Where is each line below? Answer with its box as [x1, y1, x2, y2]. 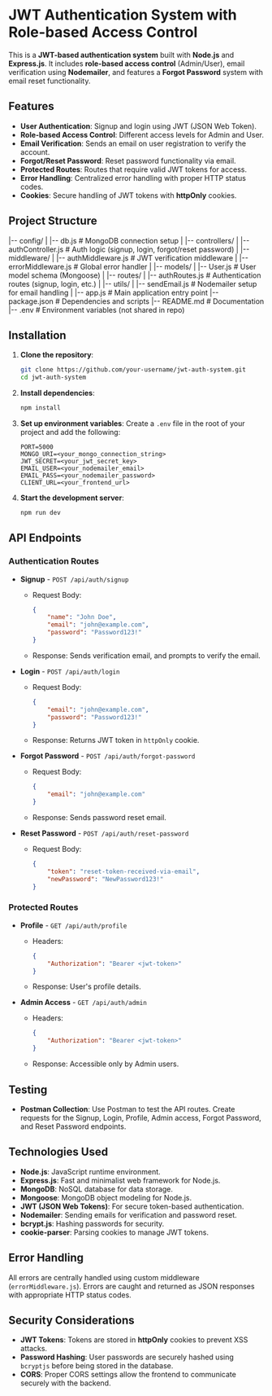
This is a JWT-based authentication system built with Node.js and [8, 50, 235, 59]
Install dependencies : [19, 389, 95, 398]
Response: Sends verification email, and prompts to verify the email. [32, 650, 261, 661]
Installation [8, 328, 67, 342]
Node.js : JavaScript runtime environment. [19, 1166, 161, 1176]
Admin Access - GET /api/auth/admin [19, 998, 148, 1007]
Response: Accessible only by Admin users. [32, 1059, 179, 1069]
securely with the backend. [19, 1378, 111, 1388]
